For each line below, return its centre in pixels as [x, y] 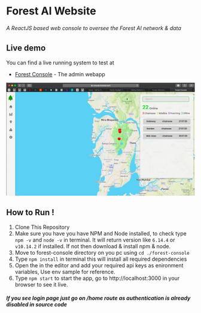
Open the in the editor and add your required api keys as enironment [99, 265]
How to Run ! [31, 212]
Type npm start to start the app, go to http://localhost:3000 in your [97, 278]
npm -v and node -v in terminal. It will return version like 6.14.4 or [95, 240]
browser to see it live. [41, 284]
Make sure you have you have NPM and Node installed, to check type [100, 233]
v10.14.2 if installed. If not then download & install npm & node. [93, 246]
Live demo [26, 48]
